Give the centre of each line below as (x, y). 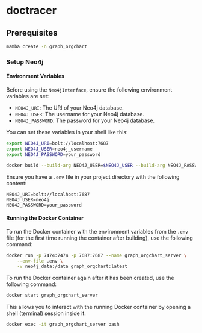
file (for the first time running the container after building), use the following (100, 238)
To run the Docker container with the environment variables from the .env (97, 231)
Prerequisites (32, 33)
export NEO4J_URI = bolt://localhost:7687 (58, 143)
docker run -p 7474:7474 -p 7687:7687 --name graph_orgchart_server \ (96, 255)
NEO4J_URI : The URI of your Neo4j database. (69, 108)
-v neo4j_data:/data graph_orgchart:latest (72, 266)
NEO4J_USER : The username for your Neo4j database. (80, 114)
